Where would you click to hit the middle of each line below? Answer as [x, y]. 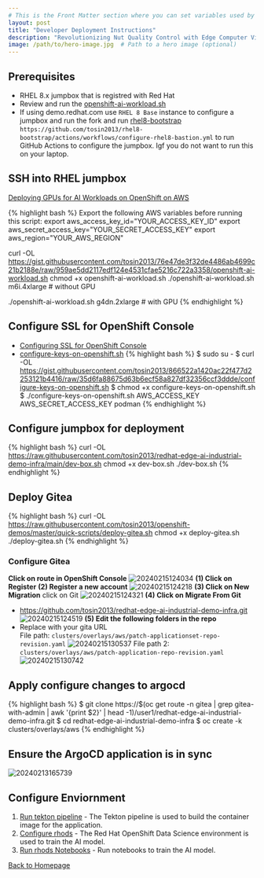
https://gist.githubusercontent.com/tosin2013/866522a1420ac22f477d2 [136, 370]
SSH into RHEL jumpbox [68, 179]
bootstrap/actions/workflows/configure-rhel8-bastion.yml [116, 138]
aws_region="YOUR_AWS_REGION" [66, 237]
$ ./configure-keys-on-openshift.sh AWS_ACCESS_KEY [110, 395]
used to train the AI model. [62, 841]
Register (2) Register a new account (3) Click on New [129, 587]
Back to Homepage [39, 865]
